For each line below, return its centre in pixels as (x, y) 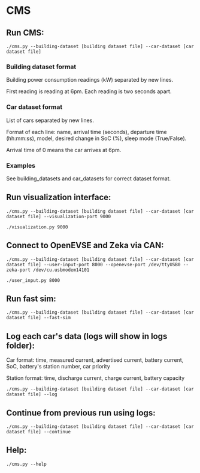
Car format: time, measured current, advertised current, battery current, (95, 360)
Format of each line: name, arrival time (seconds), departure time (87, 132)
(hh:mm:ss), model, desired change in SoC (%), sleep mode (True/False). (96, 138)
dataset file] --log (32, 394)
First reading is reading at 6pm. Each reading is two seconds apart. (89, 91)
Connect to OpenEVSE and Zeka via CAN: (85, 246)
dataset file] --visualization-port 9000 (59, 216)
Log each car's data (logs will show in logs (87, 336)
